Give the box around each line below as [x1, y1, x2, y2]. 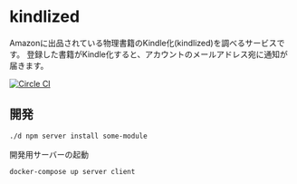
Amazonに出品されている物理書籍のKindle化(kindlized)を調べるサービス [9, 37, 278, 48]
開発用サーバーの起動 [9, 149, 89, 160]
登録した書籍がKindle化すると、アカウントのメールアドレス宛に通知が [26, 48, 288, 60]
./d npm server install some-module [9, 131, 148, 140]
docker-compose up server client [9, 167, 136, 176]
